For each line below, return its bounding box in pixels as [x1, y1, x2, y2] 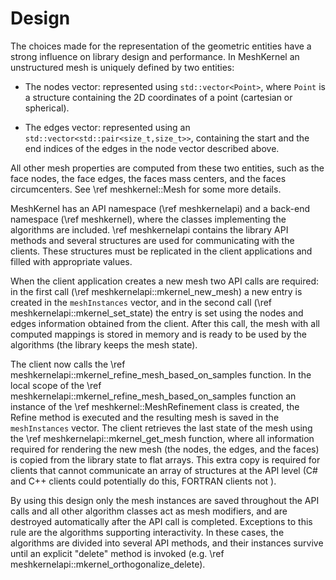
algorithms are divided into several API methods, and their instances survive [10, 537, 324, 549]
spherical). [24, 102, 70, 114]
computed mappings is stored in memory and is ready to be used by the [10, 328, 308, 340]
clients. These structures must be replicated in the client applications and [10, 245, 313, 257]
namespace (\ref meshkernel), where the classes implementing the [10, 213, 287, 225]
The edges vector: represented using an [24, 121, 191, 133]
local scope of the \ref [10, 379, 102, 391]
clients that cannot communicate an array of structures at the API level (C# [10, 464, 318, 476]
